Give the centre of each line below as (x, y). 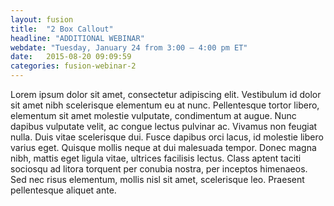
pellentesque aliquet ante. (63, 190)
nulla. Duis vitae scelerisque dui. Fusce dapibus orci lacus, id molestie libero (167, 137)
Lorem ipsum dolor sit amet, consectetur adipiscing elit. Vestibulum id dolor (166, 94)
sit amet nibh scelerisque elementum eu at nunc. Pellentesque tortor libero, (165, 105)
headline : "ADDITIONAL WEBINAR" (77, 38)
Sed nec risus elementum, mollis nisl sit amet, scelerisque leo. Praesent (157, 179)
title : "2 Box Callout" (62, 29)
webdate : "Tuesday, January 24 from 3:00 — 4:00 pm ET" (129, 47)
